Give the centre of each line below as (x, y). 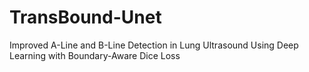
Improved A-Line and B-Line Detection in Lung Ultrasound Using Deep (154, 45)
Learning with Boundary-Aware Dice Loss (95, 55)
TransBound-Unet (85, 17)
